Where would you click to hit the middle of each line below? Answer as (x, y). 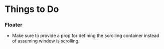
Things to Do (32, 9)
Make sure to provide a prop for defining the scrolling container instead (86, 35)
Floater (14, 25)
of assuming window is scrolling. (46, 41)
